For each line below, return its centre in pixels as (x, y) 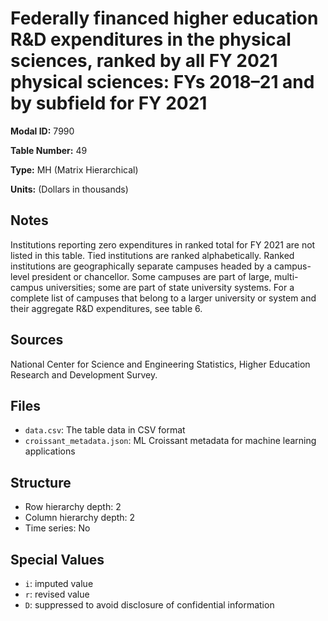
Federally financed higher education (164, 18)
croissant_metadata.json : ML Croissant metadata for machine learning (170, 441)
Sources (37, 340)
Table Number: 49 (49, 150)
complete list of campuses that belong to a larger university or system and (163, 298)
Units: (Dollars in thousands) (69, 189)
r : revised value (57, 594)
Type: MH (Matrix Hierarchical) (74, 169)
